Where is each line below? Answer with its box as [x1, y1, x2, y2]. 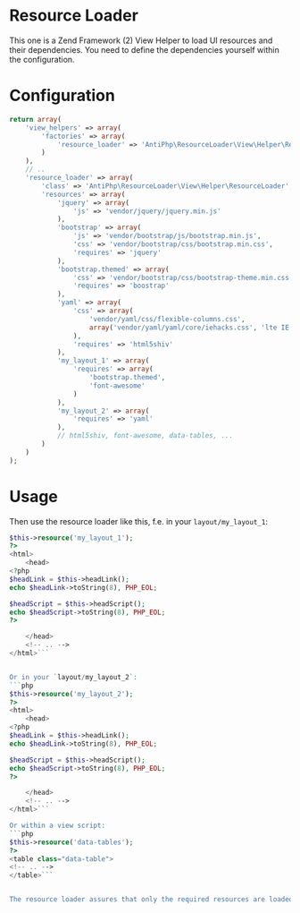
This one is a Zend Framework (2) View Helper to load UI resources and [9, 35, 273, 46]
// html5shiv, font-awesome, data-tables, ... [56, 431, 234, 440]
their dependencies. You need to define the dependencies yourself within [9, 44, 279, 55]
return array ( [9, 115, 62, 124]
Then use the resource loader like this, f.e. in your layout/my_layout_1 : [9, 516, 268, 526]
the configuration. [9, 54, 75, 64]
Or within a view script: [9, 821, 105, 831]
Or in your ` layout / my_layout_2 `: [9, 672, 138, 681]
